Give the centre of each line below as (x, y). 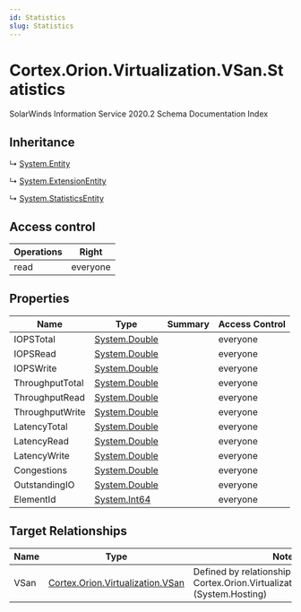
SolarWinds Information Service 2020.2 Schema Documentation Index (139, 114)
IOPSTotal (34, 339)
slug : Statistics (42, 26)
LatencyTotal (41, 427)
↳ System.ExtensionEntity (58, 181)
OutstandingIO (44, 485)
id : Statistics (38, 17)
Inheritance (42, 142)
